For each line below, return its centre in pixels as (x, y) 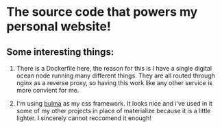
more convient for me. (48, 90)
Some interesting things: (60, 52)
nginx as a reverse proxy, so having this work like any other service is (114, 83)
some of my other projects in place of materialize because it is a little (113, 111)
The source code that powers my (102, 12)
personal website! (59, 26)
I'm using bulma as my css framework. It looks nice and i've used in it (114, 103)
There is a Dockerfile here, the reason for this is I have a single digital (114, 68)
